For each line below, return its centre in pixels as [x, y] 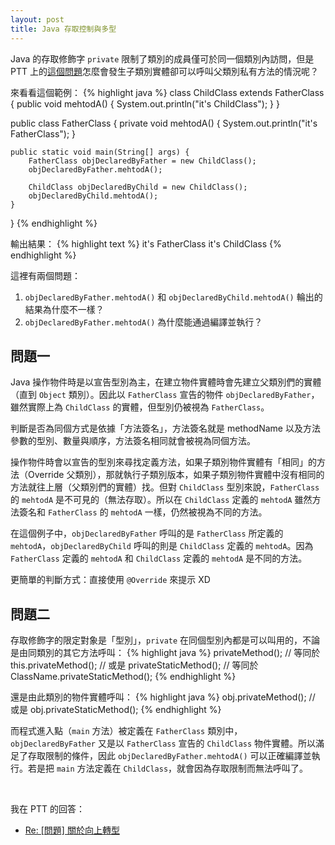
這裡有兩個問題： [45, 275]
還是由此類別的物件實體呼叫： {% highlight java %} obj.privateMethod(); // [163, 697]
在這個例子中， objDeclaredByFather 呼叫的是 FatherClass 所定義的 [147, 533]
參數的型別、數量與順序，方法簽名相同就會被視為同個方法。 [133, 441]
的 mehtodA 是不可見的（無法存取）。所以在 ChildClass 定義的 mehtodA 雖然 [161, 500]
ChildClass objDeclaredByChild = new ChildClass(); [138, 187]
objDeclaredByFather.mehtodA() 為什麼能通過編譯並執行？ [143, 322]
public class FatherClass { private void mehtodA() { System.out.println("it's [164, 123]
